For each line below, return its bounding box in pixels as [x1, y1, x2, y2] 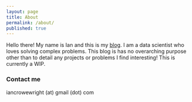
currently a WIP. [6, 60, 46, 68]
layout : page [6, 8, 39, 15]
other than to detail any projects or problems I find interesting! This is [6, 54, 175, 61]
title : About [6, 14, 39, 20]
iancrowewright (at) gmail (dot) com [6, 88, 94, 95]
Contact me [6, 75, 41, 84]
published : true [6, 25, 46, 31]
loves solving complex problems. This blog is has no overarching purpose [6, 48, 187, 55]
